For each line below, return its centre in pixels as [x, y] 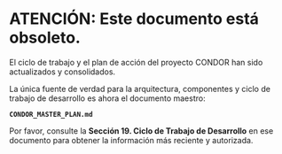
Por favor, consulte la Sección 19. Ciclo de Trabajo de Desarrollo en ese [141, 131]
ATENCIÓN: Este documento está [134, 19]
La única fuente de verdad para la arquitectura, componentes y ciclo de [140, 89]
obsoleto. [45, 38]
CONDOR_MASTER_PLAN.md [51, 114]
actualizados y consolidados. [63, 72]
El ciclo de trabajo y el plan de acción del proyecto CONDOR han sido [136, 62]
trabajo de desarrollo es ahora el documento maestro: [107, 98]
